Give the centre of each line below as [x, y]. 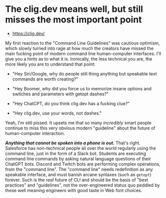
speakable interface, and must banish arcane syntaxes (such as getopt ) [78, 174]
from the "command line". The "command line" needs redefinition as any [79, 169]
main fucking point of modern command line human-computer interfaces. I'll [83, 54]
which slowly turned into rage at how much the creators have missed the [79, 48]
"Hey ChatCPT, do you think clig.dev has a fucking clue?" [71, 103]
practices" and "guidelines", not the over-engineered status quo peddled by [83, 185]
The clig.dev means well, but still [74, 9]
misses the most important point [74, 20]
